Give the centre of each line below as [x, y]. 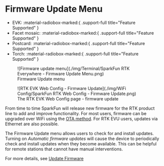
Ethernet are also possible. [32, 124]
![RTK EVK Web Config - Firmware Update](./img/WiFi [72, 88]
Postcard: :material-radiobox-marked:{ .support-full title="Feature [79, 43]
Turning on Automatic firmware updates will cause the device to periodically [82, 139]
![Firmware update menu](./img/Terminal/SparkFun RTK [73, 68]
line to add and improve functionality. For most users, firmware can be [76, 113]
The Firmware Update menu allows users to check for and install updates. [80, 133]
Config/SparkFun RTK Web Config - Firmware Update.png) [77, 94]
